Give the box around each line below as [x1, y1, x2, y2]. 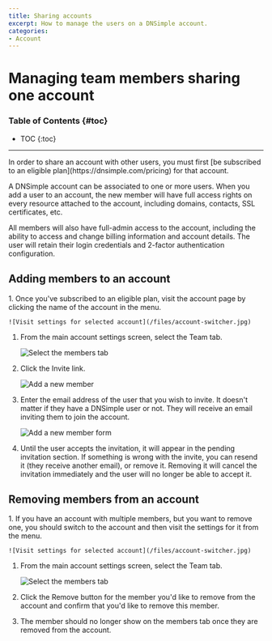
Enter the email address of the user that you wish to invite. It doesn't [19, 394, 249, 405]
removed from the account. [19, 625, 112, 635]
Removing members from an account [8, 492, 200, 506]
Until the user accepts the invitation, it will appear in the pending [19, 443, 236, 453]
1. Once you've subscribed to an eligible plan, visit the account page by [8, 293, 246, 304]
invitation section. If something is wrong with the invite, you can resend [19, 452, 258, 461]
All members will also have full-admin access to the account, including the [8, 223, 257, 232]
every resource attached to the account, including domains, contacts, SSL [8, 198, 256, 208]
